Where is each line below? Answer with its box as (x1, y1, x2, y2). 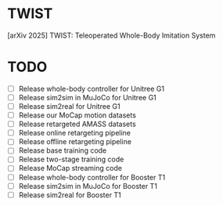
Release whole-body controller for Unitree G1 (18, 84, 165, 93)
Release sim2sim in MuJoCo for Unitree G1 (18, 92, 157, 102)
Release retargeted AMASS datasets (18, 119, 136, 129)
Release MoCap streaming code (18, 164, 123, 173)
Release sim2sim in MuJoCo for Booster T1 (18, 181, 158, 190)
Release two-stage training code (18, 154, 124, 164)
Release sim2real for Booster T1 (18, 190, 122, 200)
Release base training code (18, 146, 107, 155)
